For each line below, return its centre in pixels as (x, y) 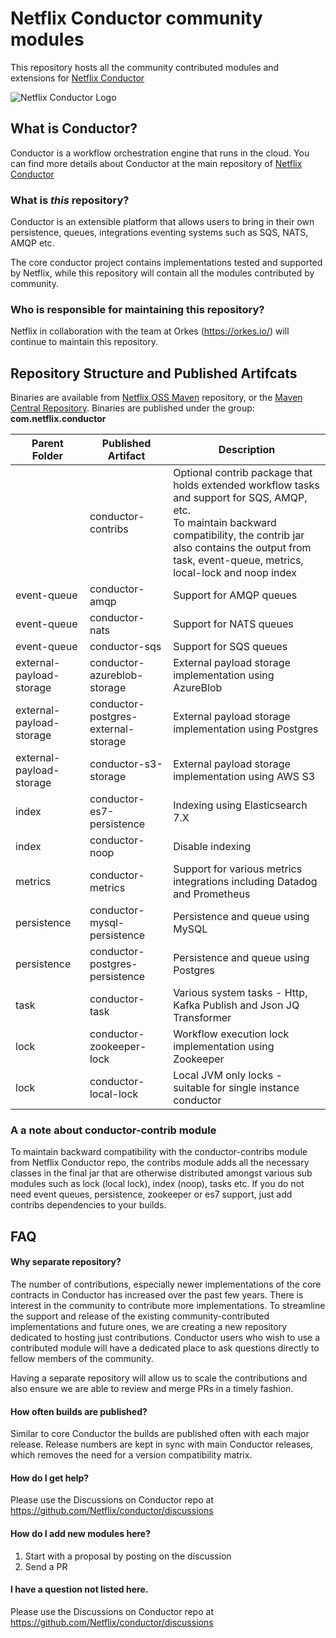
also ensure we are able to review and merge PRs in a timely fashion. (152, 1389)
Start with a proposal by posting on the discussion (128, 1556)
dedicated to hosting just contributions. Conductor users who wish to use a (165, 1338)
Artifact (126, 456)
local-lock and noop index (235, 573)
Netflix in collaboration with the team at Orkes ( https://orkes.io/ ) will (150, 331)
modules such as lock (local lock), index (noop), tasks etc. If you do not (157, 1184)
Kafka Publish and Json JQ (236, 1005)
